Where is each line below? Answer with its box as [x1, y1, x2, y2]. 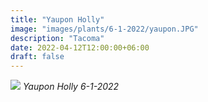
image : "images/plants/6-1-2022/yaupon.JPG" [10, 24, 199, 34]
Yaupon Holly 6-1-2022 [22, 81, 120, 93]
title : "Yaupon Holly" [10, 14, 105, 25]
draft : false [10, 52, 65, 62]
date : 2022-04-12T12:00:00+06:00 [10, 42, 150, 53]
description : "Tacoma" [10, 33, 105, 43]
